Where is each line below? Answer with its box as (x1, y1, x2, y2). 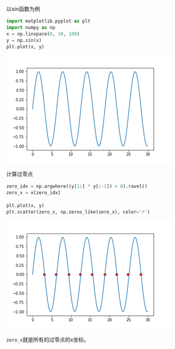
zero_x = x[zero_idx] (6, 190, 61, 196)
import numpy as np (6, 24, 56, 30)
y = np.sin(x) (6, 37, 42, 44)
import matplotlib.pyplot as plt (6, 18, 91, 24)
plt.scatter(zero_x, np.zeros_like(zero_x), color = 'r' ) (6, 209, 150, 215)
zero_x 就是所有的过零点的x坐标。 (6, 336, 90, 343)
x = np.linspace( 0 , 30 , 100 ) (6, 31, 80, 37)
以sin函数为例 (6, 5, 41, 12)
